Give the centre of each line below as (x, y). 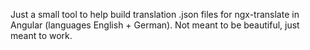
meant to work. (41, 35)
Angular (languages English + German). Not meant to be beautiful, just (155, 25)
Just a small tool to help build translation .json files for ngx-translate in (155, 14)
